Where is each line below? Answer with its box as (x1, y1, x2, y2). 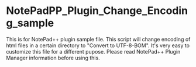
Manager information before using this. (6, 54, 101, 61)
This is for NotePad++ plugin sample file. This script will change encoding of (6, 36, 191, 43)
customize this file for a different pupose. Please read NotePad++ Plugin (6, 48, 181, 55)
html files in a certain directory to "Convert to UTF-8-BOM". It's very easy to (6, 42, 190, 49)
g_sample (6, 16, 54, 30)
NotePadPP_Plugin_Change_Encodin (6, 4, 188, 17)
